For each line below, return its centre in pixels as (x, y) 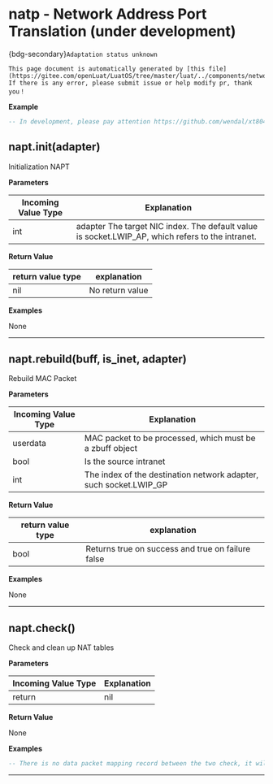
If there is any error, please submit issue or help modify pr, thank (130, 83)
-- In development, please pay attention (80, 121)
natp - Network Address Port (108, 14)
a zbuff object (111, 448)
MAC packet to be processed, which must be (170, 438)
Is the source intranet (125, 461)
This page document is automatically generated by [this (107, 69)
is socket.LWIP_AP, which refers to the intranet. (167, 236)
